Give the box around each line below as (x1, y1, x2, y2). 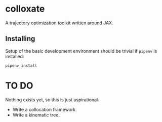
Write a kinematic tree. (12, 112, 60, 118)
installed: (5, 53, 24, 59)
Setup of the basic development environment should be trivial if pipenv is (5, 48, 157, 54)
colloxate (5, 3, 45, 15)
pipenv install (5, 63, 37, 68)
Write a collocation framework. (12, 106, 77, 112)
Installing (5, 34, 35, 43)
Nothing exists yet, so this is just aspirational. (5, 97, 100, 103)
